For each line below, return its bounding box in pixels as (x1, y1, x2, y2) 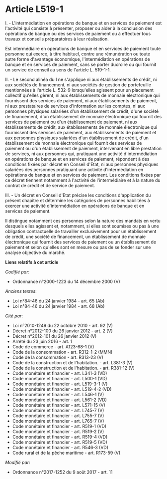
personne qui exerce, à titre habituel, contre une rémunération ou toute (5, 51, 151, 57)
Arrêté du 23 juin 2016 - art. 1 (12, 338, 73, 344)
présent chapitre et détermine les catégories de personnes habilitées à (5, 197, 150, 203)
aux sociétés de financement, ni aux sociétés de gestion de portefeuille (5, 81, 152, 88)
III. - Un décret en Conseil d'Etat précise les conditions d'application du (5, 192, 151, 198)
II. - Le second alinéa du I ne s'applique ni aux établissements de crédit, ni (5, 76, 157, 82)
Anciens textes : (5, 288, 37, 294)
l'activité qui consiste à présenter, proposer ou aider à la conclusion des (5, 25, 153, 31)
